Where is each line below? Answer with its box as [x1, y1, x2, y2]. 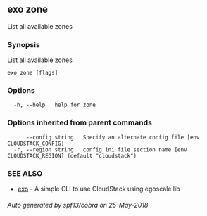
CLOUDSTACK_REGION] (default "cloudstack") [7, 152, 137, 159]
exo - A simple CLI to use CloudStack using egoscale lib [17, 184, 180, 193]
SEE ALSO [7, 168, 43, 178]
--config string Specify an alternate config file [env [25, 134, 200, 141]
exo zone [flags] [7, 70, 58, 77]
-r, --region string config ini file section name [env [13, 146, 188, 153]
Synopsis [7, 39, 40, 49]
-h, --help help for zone [13, 101, 96, 109]
